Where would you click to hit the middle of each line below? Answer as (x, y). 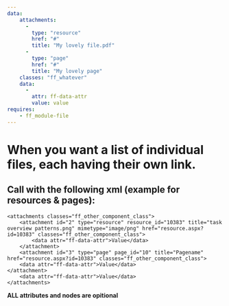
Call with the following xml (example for (94, 190)
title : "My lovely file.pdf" (73, 45)
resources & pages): (51, 200)
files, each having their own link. (102, 164)
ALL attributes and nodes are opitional (63, 295)
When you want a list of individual (106, 150)
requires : (21, 109)
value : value (50, 103)
